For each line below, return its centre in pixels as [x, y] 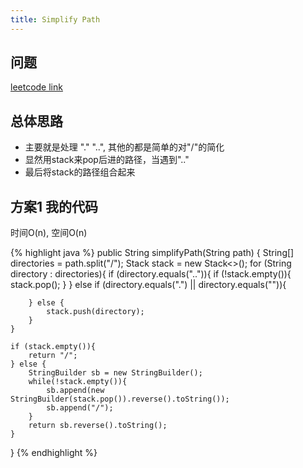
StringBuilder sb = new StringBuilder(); [115, 373]
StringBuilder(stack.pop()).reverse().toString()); [120, 399]
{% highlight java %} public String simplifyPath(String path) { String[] [152, 253]
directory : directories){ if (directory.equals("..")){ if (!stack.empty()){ [151, 274]
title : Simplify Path [55, 19]
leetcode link [36, 87]
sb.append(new [75, 391]
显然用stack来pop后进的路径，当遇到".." [107, 160]
